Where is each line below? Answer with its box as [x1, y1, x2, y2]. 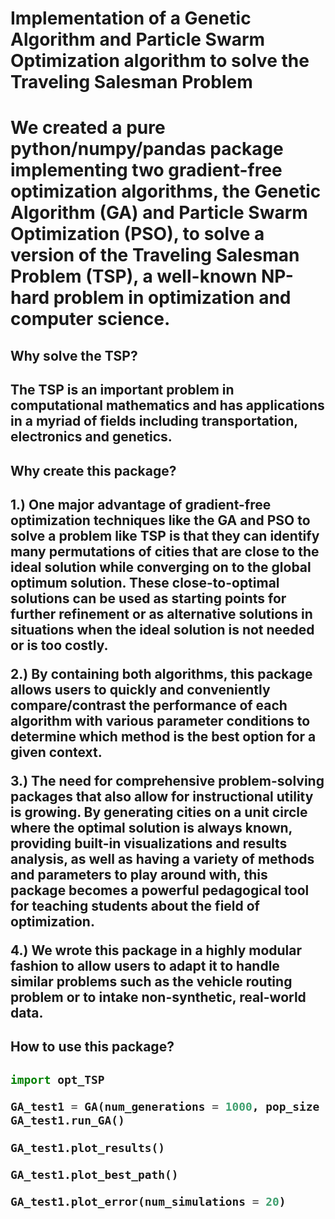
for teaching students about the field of [10, 897, 260, 914]
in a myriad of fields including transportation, [10, 413, 298, 430]
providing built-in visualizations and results [10, 835, 288, 852]
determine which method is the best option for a [10, 728, 317, 745]
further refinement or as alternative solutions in [10, 605, 313, 622]
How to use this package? [10, 1038, 175, 1056]
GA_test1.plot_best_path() [10, 1167, 179, 1182]
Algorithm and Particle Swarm [10, 28, 266, 51]
